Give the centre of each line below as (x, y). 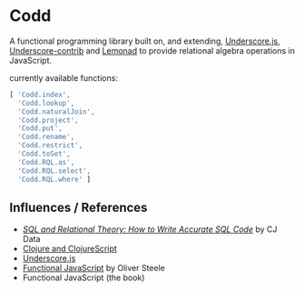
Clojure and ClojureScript (70, 249)
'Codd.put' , (40, 128)
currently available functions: (64, 77)
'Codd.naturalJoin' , (56, 111)
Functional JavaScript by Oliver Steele (93, 268)
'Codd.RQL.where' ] (54, 179)
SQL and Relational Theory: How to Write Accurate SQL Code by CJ (150, 229)
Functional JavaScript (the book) (83, 277)
